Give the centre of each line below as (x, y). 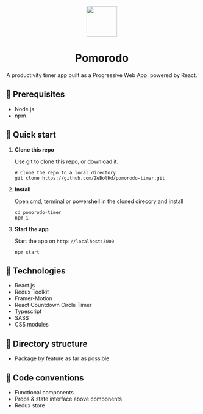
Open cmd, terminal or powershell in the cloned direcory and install (99, 201)
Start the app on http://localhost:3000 (64, 241)
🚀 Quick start (31, 135)
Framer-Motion (34, 298)
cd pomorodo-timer (38, 212)
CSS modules (32, 325)
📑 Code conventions (45, 378)
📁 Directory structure (47, 343)
